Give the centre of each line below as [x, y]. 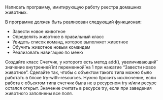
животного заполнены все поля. [39, 93]
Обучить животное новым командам [51, 47]
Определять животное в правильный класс [58, 37]
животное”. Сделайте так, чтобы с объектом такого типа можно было [79, 72]
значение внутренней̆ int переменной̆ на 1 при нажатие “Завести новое [81, 67]
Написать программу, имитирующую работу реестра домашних [73, 7]
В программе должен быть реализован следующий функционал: [73, 22]
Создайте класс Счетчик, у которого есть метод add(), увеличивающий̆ [81, 62]
